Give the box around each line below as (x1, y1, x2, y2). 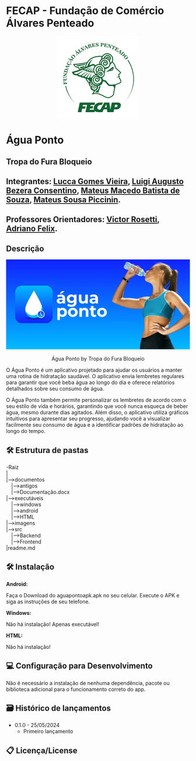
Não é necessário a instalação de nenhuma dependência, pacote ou (6, 679, 170, 686)
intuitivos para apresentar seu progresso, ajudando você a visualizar (6, 415, 171, 422)
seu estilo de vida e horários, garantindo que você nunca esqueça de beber (6, 403, 188, 410)
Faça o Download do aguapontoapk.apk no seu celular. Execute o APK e (6, 591, 180, 599)
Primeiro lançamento (23, 728, 73, 735)
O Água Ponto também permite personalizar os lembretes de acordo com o (6, 396, 187, 404)
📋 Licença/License (6, 745, 78, 755)
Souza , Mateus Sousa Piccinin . (6, 195, 121, 205)
